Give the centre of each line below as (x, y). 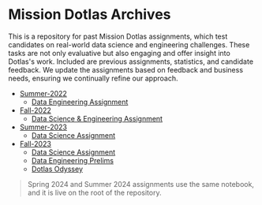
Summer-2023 (43, 127)
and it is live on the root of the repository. (94, 192)
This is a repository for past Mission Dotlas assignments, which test (118, 36)
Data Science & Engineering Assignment (97, 118)
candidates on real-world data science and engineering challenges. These (129, 44)
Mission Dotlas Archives (90, 15)
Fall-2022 (35, 110)
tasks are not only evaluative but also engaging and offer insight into (119, 53)
